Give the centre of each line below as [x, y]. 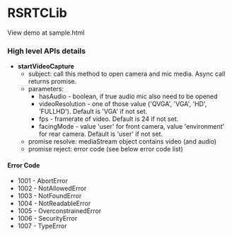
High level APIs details [47, 51]
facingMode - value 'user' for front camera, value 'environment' [132, 127]
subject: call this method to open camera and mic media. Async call [127, 74]
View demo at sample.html [46, 33]
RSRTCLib [37, 13]
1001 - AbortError [43, 181]
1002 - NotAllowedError [52, 188]
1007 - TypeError [42, 226]
